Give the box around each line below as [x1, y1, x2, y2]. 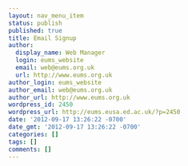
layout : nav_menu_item [8, 11, 84, 20]
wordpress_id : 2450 [8, 101, 74, 109]
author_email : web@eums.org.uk [8, 85, 113, 94]
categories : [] [8, 130, 59, 138]
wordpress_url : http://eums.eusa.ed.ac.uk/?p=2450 [8, 109, 181, 117]
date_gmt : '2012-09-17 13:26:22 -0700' [8, 123, 142, 131]
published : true [8, 26, 62, 34]
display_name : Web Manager [15, 49, 106, 57]
